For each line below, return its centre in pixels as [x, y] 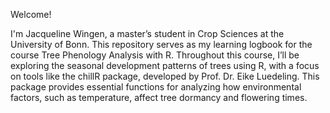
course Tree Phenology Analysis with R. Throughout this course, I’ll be [155, 55]
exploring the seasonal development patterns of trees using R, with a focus [165, 65]
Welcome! [31, 14]
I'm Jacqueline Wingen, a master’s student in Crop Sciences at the [147, 33]
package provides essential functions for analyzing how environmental [156, 87]
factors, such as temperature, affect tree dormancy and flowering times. [159, 97]
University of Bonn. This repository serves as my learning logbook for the [161, 44]
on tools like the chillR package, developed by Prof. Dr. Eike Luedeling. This [165, 76]
